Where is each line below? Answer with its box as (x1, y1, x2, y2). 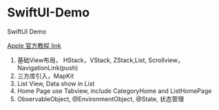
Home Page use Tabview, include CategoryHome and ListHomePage (17, 87, 212, 95)
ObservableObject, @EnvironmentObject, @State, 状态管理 (17, 94, 185, 103)
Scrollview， (147, 56, 184, 64)
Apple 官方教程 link (7, 41, 61, 49)
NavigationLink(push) (17, 64, 79, 72)
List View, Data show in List (17, 79, 95, 87)
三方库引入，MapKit (17, 72, 74, 80)
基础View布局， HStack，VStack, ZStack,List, (17, 56, 147, 64)
